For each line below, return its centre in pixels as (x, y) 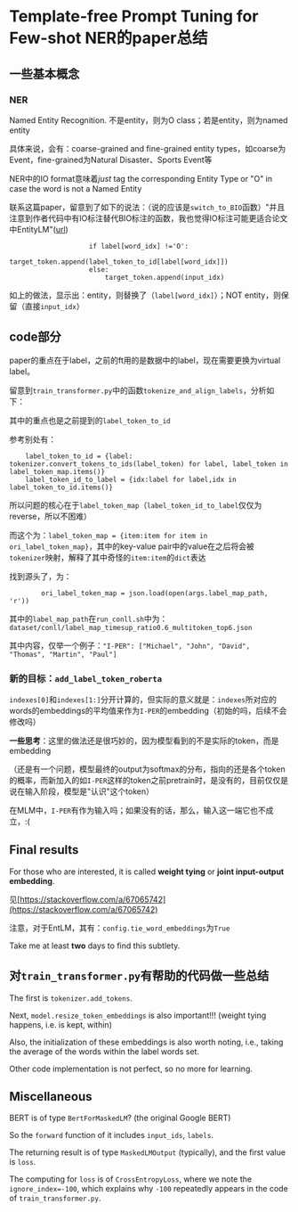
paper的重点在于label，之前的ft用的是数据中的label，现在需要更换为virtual (145, 360)
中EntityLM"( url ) (39, 229)
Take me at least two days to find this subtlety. (95, 946)
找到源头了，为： (40, 576)
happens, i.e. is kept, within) (61, 1024)
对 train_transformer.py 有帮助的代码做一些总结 (139, 976)
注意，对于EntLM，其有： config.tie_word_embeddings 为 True (120, 928)
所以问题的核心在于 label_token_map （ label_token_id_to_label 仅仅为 (136, 504)
